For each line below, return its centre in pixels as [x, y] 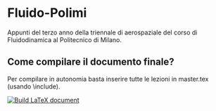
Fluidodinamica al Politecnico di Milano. [64, 39]
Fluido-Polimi [47, 13]
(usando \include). [34, 86]
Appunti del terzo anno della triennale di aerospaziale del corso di [102, 32]
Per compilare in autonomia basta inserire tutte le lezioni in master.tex [108, 79]
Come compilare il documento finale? [91, 62]
